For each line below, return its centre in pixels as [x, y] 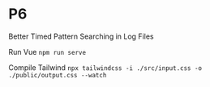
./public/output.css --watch [58, 75]
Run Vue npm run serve [47, 52]
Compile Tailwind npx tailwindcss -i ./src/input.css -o [105, 67]
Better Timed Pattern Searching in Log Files [81, 36]
